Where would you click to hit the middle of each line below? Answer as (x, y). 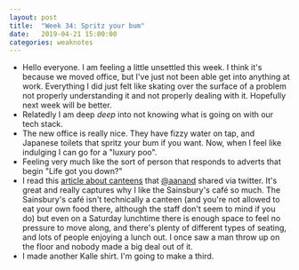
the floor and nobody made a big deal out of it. (107, 247)
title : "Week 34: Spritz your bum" (77, 26)
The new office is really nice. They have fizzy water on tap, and (138, 133)
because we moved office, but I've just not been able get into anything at (156, 77)
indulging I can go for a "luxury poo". (89, 153)
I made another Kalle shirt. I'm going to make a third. (118, 256)
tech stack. (43, 124)
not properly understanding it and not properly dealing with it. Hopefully (154, 96)
